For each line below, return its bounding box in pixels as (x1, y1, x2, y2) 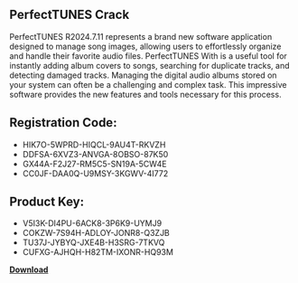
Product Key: (9, 194, 84, 210)
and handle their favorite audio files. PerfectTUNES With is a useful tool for (9, 50, 287, 61)
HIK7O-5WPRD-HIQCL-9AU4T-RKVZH (22, 139, 166, 150)
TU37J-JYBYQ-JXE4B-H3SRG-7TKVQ (22, 237, 165, 248)
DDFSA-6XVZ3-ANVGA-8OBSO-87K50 (22, 148, 169, 159)
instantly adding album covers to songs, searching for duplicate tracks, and (9, 60, 291, 71)
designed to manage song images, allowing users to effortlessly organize (9, 41, 282, 52)
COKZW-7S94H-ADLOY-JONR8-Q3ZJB (22, 228, 170, 239)
